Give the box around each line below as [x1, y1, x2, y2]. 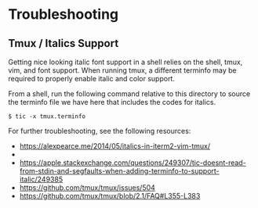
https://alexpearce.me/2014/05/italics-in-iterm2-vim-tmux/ [19, 142, 210, 150]
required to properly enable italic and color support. [8, 74, 175, 83]
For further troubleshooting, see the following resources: [8, 127, 191, 135]
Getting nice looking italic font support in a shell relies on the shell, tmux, [8, 57, 243, 66]
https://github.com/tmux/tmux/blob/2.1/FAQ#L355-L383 [19, 192, 201, 200]
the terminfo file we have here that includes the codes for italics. [8, 98, 216, 106]
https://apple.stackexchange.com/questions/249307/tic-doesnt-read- [19, 158, 247, 167]
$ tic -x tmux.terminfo [8, 113, 86, 120]
